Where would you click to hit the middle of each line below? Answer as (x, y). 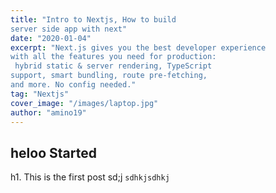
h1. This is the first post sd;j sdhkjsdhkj (90, 177)
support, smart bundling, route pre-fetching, (109, 76)
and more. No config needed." (73, 85)
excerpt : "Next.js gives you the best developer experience (138, 47)
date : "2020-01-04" (51, 38)
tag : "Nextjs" (40, 94)
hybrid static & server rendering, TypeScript (113, 66)
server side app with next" (69, 29)
